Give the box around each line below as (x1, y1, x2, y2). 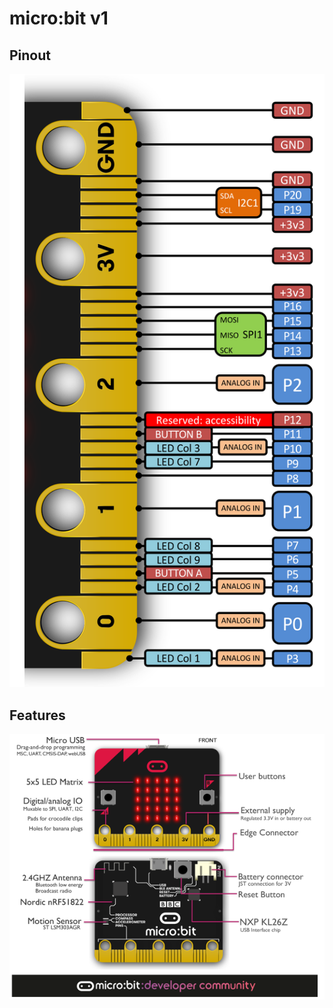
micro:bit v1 (9, 7, 109, 30)
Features (9, 707, 66, 724)
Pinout (9, 47, 52, 64)
